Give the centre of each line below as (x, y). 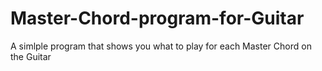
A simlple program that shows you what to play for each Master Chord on (161, 46)
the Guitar (31, 56)
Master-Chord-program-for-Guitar (157, 18)
